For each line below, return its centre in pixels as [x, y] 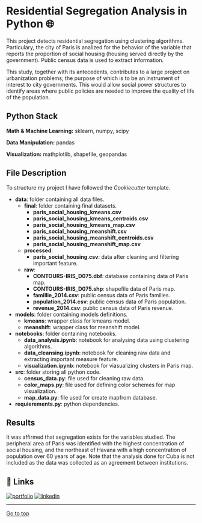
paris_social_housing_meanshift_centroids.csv [93, 237]
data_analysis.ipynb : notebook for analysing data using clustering [106, 340]
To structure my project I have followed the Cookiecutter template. [88, 187]
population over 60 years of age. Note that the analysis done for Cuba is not [100, 456]
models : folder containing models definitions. [71, 314]
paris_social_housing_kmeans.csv [77, 212]
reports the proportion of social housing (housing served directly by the [95, 54]
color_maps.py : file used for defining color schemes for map [99, 385]
